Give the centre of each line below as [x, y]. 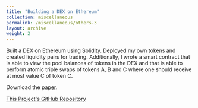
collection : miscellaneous [40, 17]
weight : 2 [18, 34]
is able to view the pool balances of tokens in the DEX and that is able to [95, 63]
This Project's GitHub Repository [46, 99]
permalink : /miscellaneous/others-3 [51, 23]
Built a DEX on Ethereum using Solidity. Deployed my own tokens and [91, 50]
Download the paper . [32, 87]
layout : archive [26, 28]
